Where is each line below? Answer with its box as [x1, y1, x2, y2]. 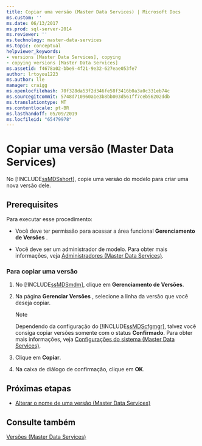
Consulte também [6, 417, 76, 427]
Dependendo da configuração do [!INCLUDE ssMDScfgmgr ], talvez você [15, 323, 197, 330]
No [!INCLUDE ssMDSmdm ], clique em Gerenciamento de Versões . [15, 281, 184, 289]
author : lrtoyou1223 [6, 71, 59, 77]
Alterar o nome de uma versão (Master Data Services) [15, 399, 151, 407]
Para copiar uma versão [6, 267, 78, 275]
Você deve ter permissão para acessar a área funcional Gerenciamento [15, 227, 196, 235]
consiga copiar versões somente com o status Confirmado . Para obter [15, 329, 193, 337]
